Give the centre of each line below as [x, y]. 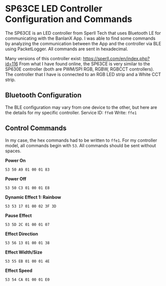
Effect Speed [19, 270]
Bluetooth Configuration [43, 95]
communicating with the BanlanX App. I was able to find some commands [80, 38]
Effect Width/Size [24, 252]
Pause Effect [19, 215]
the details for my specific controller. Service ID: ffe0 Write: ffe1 [71, 112]
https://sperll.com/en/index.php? [116, 58]
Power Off [16, 179]
